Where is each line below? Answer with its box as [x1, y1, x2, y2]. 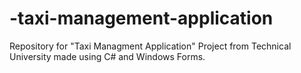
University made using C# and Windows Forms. [9, 50, 206, 62]
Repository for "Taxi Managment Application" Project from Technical [9, 40, 292, 52]
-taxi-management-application [9, 7, 274, 30]
